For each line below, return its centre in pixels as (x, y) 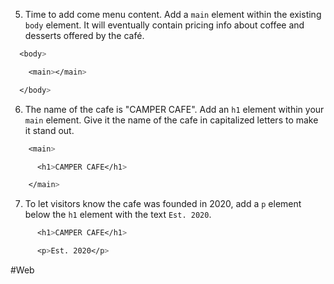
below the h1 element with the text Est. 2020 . (118, 215)
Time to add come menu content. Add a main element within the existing (173, 14)
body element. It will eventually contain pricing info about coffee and (164, 25)
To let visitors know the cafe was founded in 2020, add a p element (163, 204)
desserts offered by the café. (84, 35)
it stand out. (49, 130)
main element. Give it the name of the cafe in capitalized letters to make (171, 120)
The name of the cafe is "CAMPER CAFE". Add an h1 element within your (174, 109)
